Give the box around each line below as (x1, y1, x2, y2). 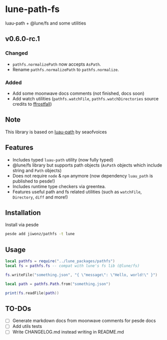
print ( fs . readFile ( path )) (5, 290, 59, 295)
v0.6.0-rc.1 (5, 35, 40, 43)
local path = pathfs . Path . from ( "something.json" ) (5, 281, 111, 286)
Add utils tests (12, 323, 42, 329)
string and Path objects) (12, 167, 62, 174)
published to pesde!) (12, 178, 55, 184)
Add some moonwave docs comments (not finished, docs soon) (12, 90, 144, 96)
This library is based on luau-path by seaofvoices (5, 129, 107, 135)
